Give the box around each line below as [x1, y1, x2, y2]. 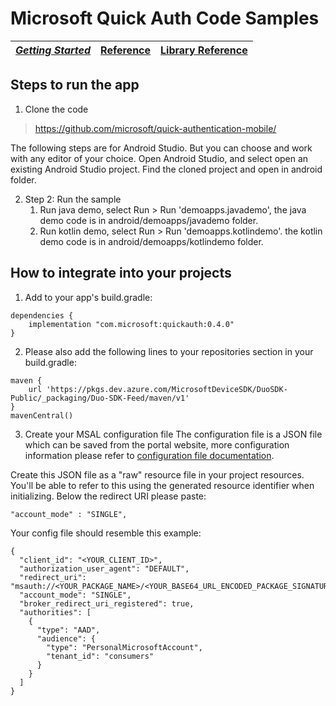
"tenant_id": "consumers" [46, 651, 155, 661]
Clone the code [24, 103, 89, 115]
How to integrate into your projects [10, 265, 232, 282]
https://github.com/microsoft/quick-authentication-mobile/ [34, 122, 277, 134]
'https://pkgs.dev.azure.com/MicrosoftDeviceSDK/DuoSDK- [46, 384, 288, 394]
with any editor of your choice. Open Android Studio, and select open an [10, 152, 309, 164]
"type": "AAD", [36, 625, 101, 635]
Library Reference [160, 43, 248, 57]
